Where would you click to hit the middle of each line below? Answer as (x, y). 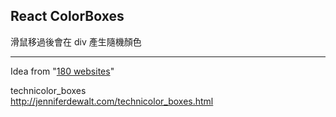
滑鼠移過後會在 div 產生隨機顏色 (76, 41)
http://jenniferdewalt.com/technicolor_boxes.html (112, 101)
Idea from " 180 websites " (62, 71)
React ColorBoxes (67, 16)
